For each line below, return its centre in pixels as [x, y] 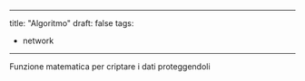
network [38, 40]
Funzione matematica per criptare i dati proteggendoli [110, 67]
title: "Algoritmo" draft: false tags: [72, 23]
